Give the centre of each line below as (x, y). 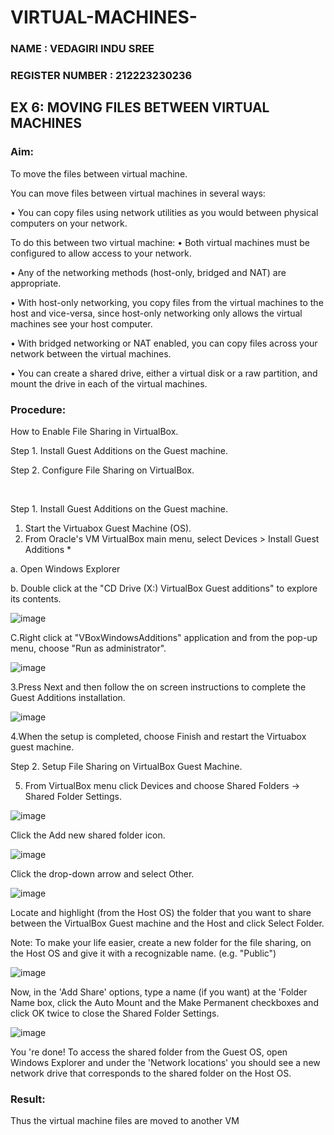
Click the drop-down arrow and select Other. (102, 874)
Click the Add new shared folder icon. (88, 835)
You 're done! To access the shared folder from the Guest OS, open (149, 1052)
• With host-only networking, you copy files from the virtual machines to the (167, 302)
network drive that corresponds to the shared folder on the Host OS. (151, 1073)
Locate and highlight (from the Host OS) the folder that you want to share (161, 913)
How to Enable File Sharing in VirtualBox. (94, 432)
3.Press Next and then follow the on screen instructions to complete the (158, 687)
